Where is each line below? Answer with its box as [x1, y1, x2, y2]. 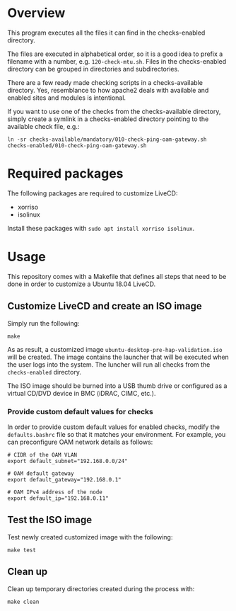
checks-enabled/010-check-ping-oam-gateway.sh [7, 142, 147, 149]
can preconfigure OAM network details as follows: [7, 438, 153, 446]
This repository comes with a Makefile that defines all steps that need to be [7, 272, 227, 280]
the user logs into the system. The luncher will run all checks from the [7, 360, 211, 369]
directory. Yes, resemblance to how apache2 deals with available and [7, 86, 209, 94]
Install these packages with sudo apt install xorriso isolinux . [7, 224, 195, 232]
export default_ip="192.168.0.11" [7, 494, 110, 502]
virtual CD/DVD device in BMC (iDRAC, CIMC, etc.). [7, 389, 156, 397]
